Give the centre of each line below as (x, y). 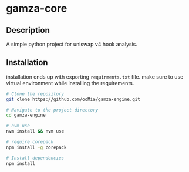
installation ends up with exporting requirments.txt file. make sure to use (95, 77)
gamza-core (37, 9)
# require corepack (30, 142)
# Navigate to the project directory (52, 110)
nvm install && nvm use (35, 131)
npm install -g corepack (36, 147)
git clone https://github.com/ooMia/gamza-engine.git (73, 99)
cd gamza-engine (26, 115)
